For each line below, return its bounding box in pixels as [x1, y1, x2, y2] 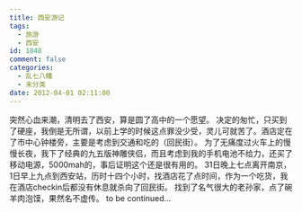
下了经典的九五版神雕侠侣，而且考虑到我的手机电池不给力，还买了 [48, 147, 293, 158]
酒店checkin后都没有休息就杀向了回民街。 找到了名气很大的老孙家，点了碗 [16, 181, 293, 192]
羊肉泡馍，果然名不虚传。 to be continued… [9, 192, 172, 203]
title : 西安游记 [9, 13, 65, 22]
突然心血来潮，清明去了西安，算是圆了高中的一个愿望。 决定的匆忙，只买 [9, 114, 280, 125]
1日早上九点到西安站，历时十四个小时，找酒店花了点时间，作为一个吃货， [9, 170, 280, 181]
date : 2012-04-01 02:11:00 [9, 88, 111, 97]
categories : [9, 64, 54, 73]
